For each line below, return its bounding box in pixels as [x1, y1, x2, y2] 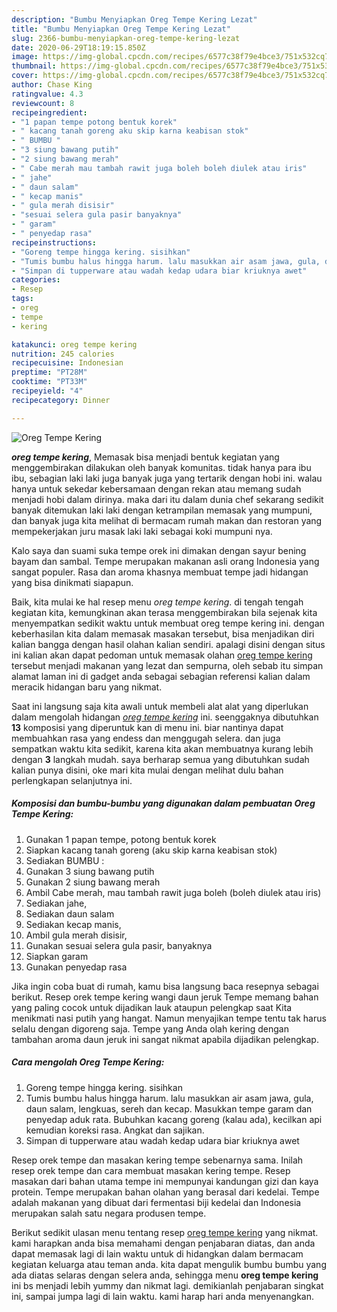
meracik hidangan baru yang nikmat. [11, 681, 163, 693]
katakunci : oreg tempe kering [11, 339, 138, 350]
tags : [11, 294, 34, 304]
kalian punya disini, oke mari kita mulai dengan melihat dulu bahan [11, 764, 284, 776]
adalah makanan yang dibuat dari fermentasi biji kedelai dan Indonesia [11, 1196, 302, 1208]
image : [11, 52, 39, 62]
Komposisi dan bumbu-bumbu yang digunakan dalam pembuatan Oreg [11, 797, 316, 810]
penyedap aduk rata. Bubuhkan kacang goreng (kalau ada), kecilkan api [25, 1113, 323, 1125]
